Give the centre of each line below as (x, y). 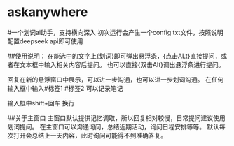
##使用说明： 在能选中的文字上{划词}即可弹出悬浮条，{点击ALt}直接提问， (114, 56)
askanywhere (48, 12)
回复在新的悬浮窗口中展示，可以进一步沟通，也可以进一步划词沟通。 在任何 (116, 79)
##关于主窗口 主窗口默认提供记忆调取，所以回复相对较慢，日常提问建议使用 (116, 118)
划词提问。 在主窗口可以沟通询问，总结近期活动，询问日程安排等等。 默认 (113, 126)
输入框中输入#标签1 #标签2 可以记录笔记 (65, 88)
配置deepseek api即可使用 (45, 41)
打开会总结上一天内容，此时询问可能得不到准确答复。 (90, 135)
